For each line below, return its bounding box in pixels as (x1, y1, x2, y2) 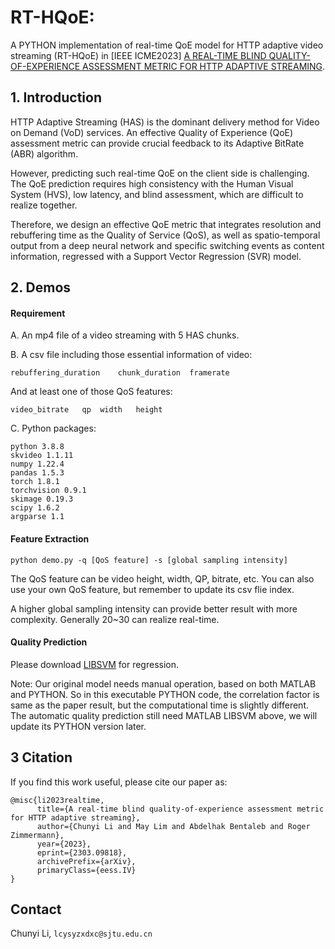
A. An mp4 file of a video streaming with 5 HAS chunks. (10, 329, 240, 341)
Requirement (10, 307, 66, 319)
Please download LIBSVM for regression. (10, 658, 180, 670)
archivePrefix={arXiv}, (36, 856, 137, 866)
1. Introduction (10, 89, 102, 106)
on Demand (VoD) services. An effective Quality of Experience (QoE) (10, 126, 294, 138)
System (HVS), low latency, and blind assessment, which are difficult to (10, 188, 304, 200)
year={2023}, (36, 839, 92, 849)
